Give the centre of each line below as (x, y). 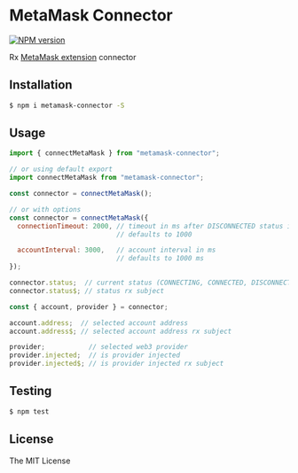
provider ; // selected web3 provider (99, 347)
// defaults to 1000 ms (160, 259)
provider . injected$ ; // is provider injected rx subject (117, 364)
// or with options (45, 209)
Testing (31, 391)
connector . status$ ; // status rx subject (87, 291)
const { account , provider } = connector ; (89, 306)
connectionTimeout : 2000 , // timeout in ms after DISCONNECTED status (150, 226)
